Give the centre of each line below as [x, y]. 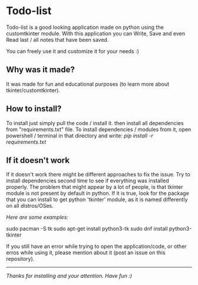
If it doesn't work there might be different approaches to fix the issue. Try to [98, 175]
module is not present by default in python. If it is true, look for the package [98, 194]
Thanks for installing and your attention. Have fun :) [69, 276]
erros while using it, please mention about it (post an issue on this [86, 253]
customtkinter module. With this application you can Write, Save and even [96, 33]
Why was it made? [41, 70]
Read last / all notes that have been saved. [57, 40]
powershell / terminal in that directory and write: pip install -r [80, 135]
